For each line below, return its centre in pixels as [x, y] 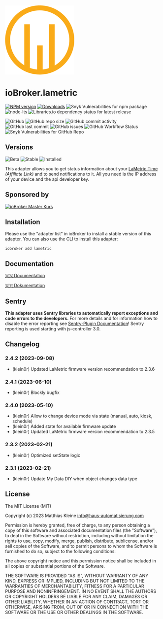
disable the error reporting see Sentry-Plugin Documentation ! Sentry [75, 324]
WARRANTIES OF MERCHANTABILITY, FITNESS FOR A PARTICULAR [75, 586]
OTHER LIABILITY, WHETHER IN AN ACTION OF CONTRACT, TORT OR [77, 602]
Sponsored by [27, 195]
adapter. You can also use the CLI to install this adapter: [62, 239]
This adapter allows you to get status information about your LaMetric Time [81, 168]
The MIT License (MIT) [28, 506]
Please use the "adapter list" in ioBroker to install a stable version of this [78, 234]
